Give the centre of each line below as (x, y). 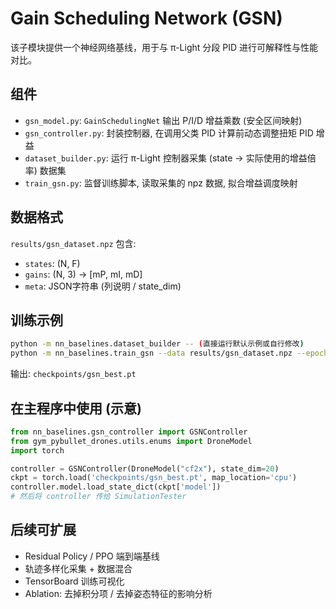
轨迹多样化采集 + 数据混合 (78, 568)
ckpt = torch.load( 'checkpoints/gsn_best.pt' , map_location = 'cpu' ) (154, 478)
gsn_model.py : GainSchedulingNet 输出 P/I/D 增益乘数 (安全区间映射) (163, 120)
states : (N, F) (52, 263)
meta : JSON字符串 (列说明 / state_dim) (103, 286)
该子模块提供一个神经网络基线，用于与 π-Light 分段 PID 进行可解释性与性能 (164, 47)
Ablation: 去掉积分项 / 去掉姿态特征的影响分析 (118, 593)
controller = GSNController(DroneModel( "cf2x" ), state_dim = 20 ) (145, 468)
